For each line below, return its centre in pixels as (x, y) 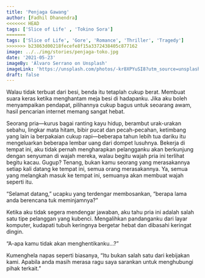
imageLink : (20, 69)
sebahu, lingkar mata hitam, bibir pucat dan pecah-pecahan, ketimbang (96, 130)
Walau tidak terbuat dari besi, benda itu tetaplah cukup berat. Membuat (96, 92)
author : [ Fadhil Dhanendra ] (42, 18)
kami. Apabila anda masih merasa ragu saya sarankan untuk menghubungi (100, 262)
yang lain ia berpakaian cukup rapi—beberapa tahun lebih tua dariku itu (96, 137)
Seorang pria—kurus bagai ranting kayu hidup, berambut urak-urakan (94, 124)
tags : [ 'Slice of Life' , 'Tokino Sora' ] (60, 29)
